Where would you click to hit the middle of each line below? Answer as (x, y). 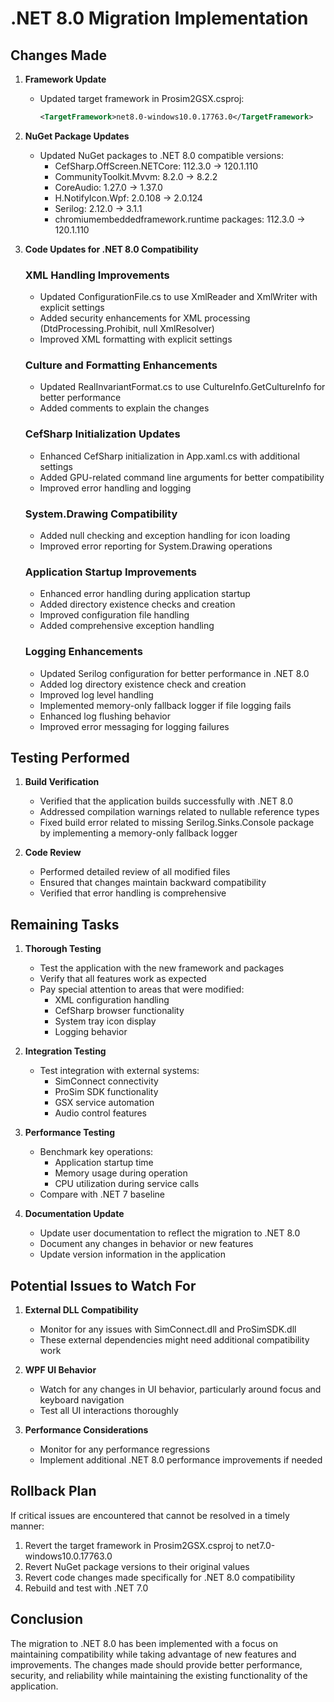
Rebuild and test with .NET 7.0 (86, 1588)
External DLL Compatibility (81, 1310)
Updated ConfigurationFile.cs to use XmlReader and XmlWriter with (178, 297)
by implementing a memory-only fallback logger (138, 833)
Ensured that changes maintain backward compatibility (153, 883)
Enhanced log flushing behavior (105, 716)
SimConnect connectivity (106, 1081)
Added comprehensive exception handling (127, 626)
